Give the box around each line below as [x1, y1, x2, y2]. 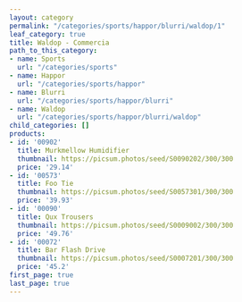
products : [9, 130, 46, 138]
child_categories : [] [9, 122, 90, 130]
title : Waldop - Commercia [9, 38, 110, 47]
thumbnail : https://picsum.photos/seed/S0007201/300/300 [17, 254, 234, 264]
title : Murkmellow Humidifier [17, 146, 129, 155]
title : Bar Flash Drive [17, 246, 105, 255]
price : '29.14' [17, 163, 74, 172]
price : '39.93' [17, 196, 74, 206]
